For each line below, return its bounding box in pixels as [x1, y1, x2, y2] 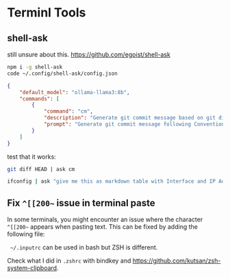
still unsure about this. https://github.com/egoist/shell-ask [7, 50, 171, 58]
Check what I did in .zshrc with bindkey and [7, 256, 131, 265]
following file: [7, 230, 45, 238]
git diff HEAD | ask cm [7, 166, 75, 172]
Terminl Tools [7, 5, 86, 21]
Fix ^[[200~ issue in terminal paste [7, 197, 155, 209]
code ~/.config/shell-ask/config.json [7, 70, 118, 77]
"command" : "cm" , [43, 108, 94, 115]
